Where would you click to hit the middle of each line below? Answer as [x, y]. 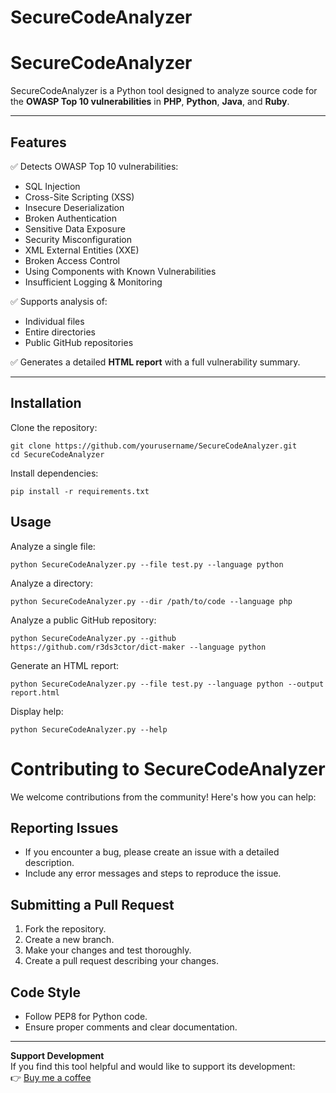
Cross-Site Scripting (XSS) [79, 197]
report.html [35, 692]
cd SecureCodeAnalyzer [57, 454]
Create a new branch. [69, 940]
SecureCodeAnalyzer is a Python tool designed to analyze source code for [164, 91]
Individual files [54, 321]
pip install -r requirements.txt [80, 491]
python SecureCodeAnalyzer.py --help [89, 729]
